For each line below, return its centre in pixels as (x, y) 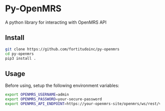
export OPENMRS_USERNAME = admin (37, 95)
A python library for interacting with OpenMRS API (56, 22)
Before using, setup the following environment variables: (62, 86)
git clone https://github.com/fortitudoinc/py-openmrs (62, 49)
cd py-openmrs (20, 54)
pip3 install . (21, 58)
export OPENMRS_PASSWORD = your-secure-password (54, 99)
